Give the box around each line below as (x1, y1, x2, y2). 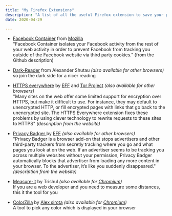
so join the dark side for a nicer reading (12, 73, 96, 79)
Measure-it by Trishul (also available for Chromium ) (12, 179, 122, 185)
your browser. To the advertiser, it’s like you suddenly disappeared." (12, 163, 156, 169)
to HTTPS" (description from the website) (12, 121, 101, 127)
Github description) (12, 57, 54, 63)
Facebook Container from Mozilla (12, 35, 83, 41)
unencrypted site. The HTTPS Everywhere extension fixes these (12, 110, 148, 116)
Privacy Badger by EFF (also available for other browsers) (12, 131, 136, 137)
